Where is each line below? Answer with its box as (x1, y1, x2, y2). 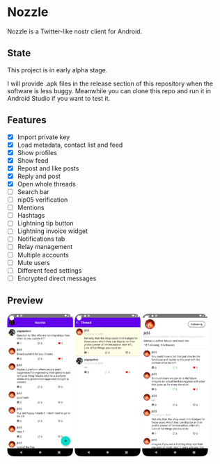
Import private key (17, 133, 70, 141)
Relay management (17, 243, 73, 251)
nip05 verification (17, 195, 68, 204)
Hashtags (17, 211, 45, 220)
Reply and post (17, 172, 61, 180)
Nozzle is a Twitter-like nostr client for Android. (7, 27, 143, 35)
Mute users (17, 258, 50, 266)
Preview (7, 295, 44, 307)
